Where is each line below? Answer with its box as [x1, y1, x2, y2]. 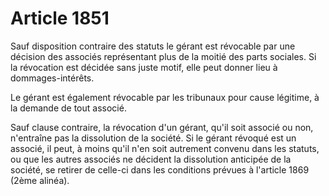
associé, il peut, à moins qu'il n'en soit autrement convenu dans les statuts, [10, 142, 320, 154]
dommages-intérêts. [10, 72, 95, 84]
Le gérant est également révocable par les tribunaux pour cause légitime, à [10, 91, 320, 103]
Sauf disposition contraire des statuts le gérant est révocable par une [10, 40, 296, 52]
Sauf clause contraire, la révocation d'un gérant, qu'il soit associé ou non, [10, 121, 314, 133]
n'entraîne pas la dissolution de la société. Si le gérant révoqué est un [10, 132, 297, 144]
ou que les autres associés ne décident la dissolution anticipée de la [10, 153, 292, 165]
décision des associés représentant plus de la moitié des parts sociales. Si [10, 50, 317, 62]
